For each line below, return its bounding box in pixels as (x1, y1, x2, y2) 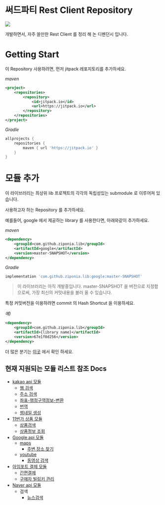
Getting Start (5, 49, 59, 60)
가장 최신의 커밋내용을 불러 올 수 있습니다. (32, 289, 112, 295)
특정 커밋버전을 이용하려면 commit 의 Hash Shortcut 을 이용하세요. (5, 300, 135, 306)
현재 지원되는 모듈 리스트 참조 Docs (5, 365, 107, 373)
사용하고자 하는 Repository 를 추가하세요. (5, 207, 85, 213)
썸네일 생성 (19, 409, 41, 415)
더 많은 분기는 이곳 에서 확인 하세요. (5, 348, 74, 354)
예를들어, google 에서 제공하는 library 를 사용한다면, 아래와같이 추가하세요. (5, 218, 149, 224)
